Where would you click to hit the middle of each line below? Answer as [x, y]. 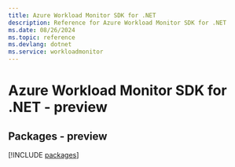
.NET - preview [58, 107]
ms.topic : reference [42, 37]
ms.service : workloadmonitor [56, 52]
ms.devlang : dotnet [40, 45]
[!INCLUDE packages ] [44, 155]
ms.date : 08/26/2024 [42, 30]
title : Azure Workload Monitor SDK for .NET [82, 15]
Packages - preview [58, 136]
